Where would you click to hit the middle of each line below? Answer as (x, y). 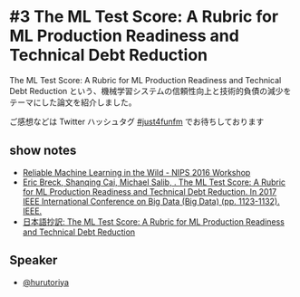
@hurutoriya (46, 282)
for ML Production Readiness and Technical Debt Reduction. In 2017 (150, 191)
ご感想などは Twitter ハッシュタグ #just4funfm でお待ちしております (137, 121)
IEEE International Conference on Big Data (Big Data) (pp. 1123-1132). (151, 201)
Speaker (34, 260)
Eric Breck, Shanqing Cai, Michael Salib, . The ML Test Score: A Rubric (154, 182)
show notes (43, 151)
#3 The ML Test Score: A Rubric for (144, 17)
